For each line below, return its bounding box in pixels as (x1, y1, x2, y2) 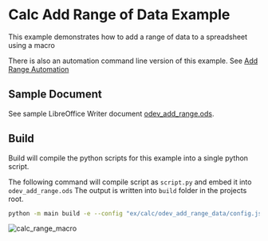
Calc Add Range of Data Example (8, 6, 231, 24)
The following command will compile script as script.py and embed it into (8, 177, 252, 187)
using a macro (8, 40, 56, 49)
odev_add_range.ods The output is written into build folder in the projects (8, 185, 247, 195)
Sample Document (8, 88, 102, 101)
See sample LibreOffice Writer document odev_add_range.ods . (8, 109, 215, 118)
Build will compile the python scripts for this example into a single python (8, 153, 249, 163)
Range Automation (8, 64, 69, 73)
